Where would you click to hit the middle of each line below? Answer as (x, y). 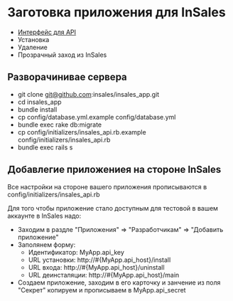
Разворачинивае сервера (67, 77)
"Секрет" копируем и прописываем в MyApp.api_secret (102, 290)
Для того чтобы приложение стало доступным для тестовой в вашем (113, 208)
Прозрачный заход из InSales (62, 55)
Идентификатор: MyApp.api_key (76, 252)
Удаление (32, 47)
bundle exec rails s (45, 147)
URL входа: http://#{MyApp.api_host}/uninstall (96, 267)
